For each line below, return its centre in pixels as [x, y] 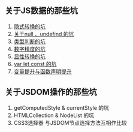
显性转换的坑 [29, 56]
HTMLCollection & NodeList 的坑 [54, 115]
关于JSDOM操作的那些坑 [51, 92]
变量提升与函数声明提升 [43, 71]
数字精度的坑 [29, 49]
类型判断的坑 [29, 41]
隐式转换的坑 [29, 26]
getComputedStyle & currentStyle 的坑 [61, 107]
